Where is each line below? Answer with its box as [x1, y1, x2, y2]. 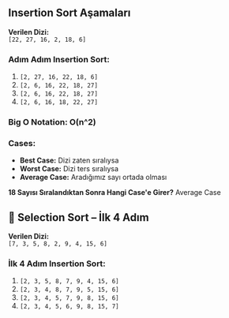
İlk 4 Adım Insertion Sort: [8, 258, 107, 269]
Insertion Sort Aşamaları [8, 6, 131, 20]
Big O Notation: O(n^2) [8, 117, 96, 128]
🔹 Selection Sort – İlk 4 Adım [8, 211, 149, 224]
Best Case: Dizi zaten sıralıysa [19, 155, 119, 165]
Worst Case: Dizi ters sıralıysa [19, 164, 119, 174]
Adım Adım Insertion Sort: [8, 54, 111, 65]
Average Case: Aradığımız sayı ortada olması [19, 173, 167, 182]
